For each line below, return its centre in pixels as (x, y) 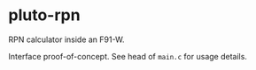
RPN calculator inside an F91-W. (66, 39)
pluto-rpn (44, 15)
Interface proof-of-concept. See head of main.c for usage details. (128, 56)
